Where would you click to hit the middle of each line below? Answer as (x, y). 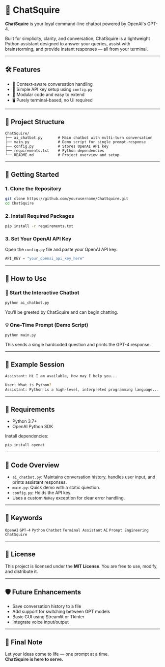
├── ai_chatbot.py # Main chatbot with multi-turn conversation (79, 137)
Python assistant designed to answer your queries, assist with (68, 43)
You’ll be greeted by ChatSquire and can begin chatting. (62, 312)
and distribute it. (22, 571)
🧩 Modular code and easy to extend (48, 94)
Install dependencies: (27, 436)
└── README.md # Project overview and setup (62, 155)
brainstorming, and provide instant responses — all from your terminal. (77, 49)
